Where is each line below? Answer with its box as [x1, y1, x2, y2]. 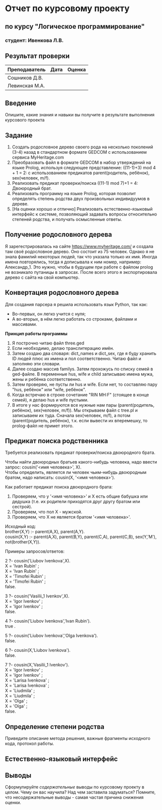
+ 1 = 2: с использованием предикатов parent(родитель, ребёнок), [12, 170, 150, 176]
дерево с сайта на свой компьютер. [5, 274, 80, 280]
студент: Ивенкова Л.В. [5, 37, 64, 44]
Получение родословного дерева [5, 231, 112, 239]
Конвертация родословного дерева [5, 288, 119, 297]
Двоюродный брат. [12, 185, 52, 191]
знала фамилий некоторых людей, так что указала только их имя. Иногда [5, 253, 157, 259]
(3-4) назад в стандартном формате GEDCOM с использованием [12, 149, 147, 155]
